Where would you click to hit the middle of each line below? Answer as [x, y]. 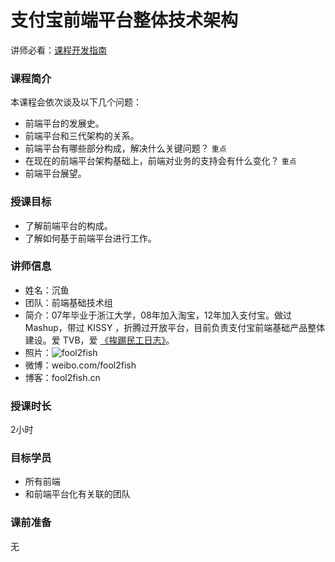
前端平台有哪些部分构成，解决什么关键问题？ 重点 [125, 148]
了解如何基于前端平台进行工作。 [90, 238]
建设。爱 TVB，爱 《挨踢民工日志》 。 [99, 340]
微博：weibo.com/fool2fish [80, 365]
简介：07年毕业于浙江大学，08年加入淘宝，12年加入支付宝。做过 [158, 315]
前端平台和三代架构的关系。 [82, 136]
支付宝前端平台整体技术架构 [124, 20]
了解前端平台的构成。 [68, 225]
